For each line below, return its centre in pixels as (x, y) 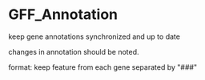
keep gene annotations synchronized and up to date (94, 36)
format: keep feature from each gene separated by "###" (103, 67)
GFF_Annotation (63, 15)
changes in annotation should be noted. (74, 51)
